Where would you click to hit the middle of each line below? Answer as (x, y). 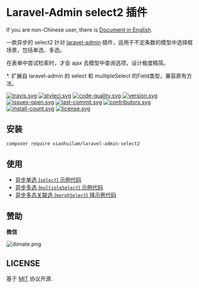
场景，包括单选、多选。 (36, 50)
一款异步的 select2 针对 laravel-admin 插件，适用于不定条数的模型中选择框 (100, 42)
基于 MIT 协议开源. (30, 279)
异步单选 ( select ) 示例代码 (48, 180)
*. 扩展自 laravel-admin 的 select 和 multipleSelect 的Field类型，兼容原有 (96, 76)
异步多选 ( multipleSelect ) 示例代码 (59, 188)
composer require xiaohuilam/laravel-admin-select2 (73, 144)
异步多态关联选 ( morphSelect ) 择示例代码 (66, 195)
